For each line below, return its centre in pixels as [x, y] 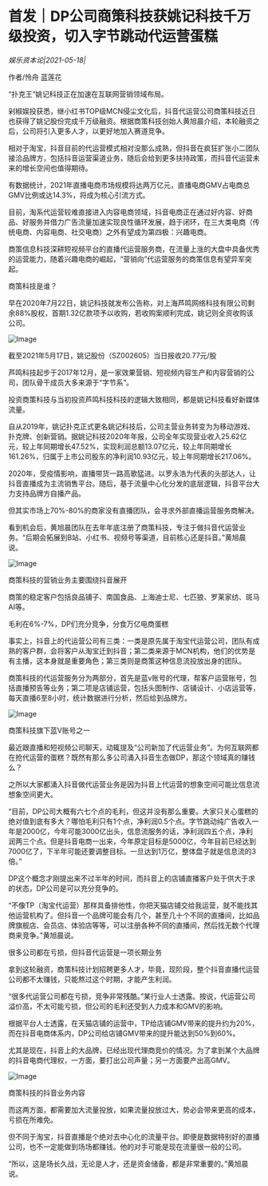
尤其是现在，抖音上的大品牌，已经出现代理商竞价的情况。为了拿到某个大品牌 [134, 1050]
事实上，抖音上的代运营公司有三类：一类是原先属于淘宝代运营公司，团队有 [130, 641]
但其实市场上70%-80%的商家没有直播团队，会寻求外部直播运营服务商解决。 [134, 510]
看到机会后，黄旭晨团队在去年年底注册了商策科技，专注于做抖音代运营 [124, 527]
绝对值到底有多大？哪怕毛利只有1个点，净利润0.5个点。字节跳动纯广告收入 [130, 821]
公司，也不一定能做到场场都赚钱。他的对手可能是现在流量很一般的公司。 [127, 1146]
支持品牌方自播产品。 [50, 493]
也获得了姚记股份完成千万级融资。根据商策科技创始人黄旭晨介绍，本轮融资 [130, 121]
